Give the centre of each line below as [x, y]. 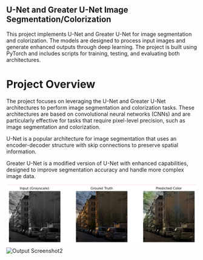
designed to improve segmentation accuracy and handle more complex [95, 170]
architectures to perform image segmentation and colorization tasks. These [101, 107]
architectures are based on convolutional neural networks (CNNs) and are [98, 114]
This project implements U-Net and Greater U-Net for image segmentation [99, 34]
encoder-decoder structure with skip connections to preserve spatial [92, 145]
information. [22, 152]
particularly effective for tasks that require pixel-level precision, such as [96, 120]
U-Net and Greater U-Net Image [67, 10]
